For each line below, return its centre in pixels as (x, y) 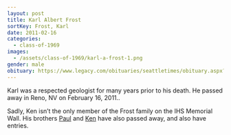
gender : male (26, 64)
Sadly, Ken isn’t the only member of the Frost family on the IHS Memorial (110, 111)
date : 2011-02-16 (32, 33)
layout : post (26, 13)
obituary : (21, 71)
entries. (18, 125)
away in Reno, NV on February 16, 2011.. (64, 97)
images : (18, 52)
